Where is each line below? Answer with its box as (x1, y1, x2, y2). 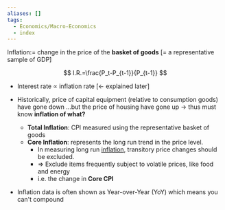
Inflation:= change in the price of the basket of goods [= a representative (7, 48, 215, 56)
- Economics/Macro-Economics (13, 23, 97, 30)
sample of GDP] (7, 56, 52, 64)
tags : (7, 17, 23, 23)
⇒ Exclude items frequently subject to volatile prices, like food (37, 160, 214, 169)
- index (13, 29, 36, 36)
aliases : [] (7, 10, 41, 17)
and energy (37, 167, 71, 176)
